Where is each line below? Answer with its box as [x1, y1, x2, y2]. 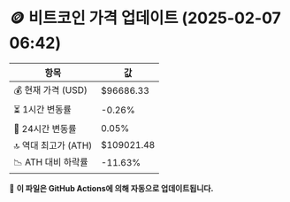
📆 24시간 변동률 [13, 122, 77, 135]
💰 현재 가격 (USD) [13, 83, 88, 96]
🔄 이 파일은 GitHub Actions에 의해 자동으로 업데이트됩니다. [9, 183, 214, 193]
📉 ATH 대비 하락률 [13, 156, 88, 168]
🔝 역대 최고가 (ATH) [13, 139, 93, 151]
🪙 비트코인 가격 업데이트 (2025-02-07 [9, 8, 281, 28]
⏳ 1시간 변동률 [13, 103, 72, 115]
